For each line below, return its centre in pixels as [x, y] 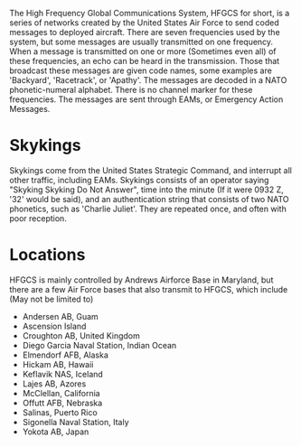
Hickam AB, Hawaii [58, 364]
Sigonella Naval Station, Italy [75, 422]
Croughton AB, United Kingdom [81, 335]
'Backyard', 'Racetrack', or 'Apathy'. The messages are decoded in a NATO [148, 80]
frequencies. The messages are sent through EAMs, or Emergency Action [146, 99]
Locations [47, 255]
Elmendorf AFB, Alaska [65, 355]
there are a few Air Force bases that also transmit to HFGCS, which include [149, 289]
